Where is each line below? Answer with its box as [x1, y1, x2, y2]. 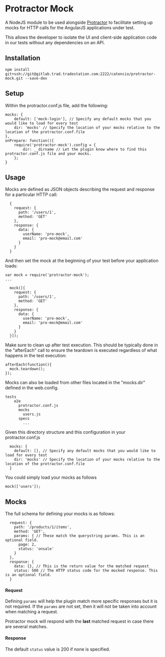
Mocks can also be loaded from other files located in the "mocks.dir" [5, 380, 146, 386]
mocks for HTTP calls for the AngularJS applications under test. [5, 24, 135, 30]
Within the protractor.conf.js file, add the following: [5, 102, 109, 108]
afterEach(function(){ [5, 362, 52, 367]
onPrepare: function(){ [5, 138, 54, 143]
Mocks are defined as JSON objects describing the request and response [5, 187, 155, 193]
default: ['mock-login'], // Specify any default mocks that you [14, 116, 152, 122]
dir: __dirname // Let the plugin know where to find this [23, 147, 147, 152]
